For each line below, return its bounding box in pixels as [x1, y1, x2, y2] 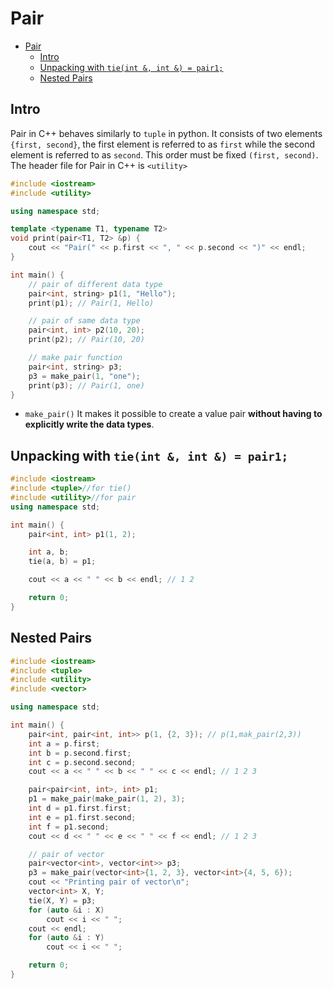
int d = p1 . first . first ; [28, 803, 132, 813]
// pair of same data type [28, 316, 141, 326]
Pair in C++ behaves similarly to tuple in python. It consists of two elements [10, 127, 323, 139]
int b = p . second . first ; [28, 748, 132, 758]
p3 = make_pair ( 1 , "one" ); [28, 371, 141, 381]
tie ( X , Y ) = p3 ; [28, 895, 97, 906]
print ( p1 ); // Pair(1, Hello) [28, 298, 155, 308]
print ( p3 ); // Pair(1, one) [28, 380, 145, 391]
